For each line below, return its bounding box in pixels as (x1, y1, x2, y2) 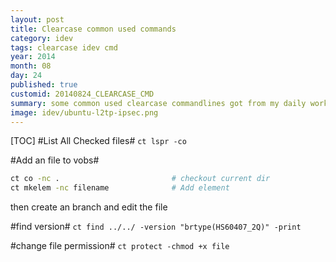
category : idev (10, 33, 74, 43)
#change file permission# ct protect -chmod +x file (10, 240, 230, 252)
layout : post (10, 14, 65, 25)
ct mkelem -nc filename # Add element (10, 183, 230, 193)
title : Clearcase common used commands (10, 24, 177, 34)
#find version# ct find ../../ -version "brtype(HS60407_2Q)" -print (10, 221, 302, 233)
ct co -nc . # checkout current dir (10, 174, 271, 184)
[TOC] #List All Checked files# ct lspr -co (10, 135, 187, 147)
